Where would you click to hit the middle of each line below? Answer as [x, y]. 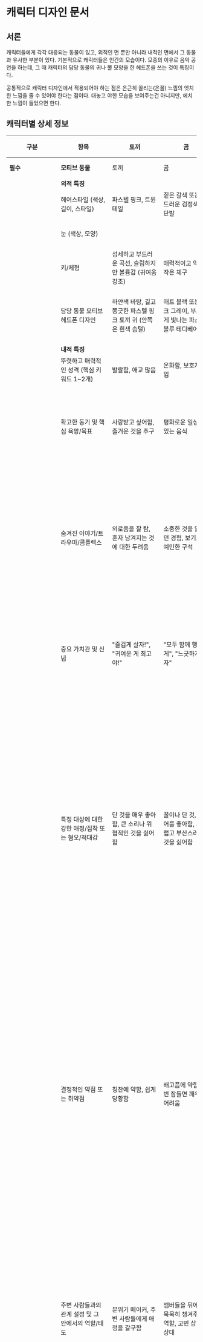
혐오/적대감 [83, 837]
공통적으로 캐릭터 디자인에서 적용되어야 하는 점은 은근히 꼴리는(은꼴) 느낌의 [95, 88]
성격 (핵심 [81, 370]
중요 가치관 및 [79, 649]
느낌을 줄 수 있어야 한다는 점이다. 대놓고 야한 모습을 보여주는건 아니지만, [97, 95]
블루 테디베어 [181, 329]
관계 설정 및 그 [80, 1314]
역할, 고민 [176, 1323]
